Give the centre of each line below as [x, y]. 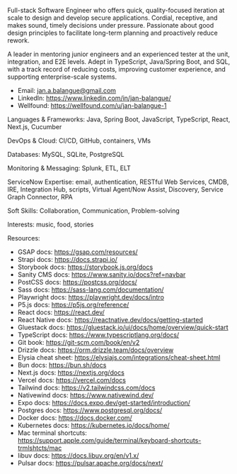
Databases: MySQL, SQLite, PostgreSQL [66, 154]
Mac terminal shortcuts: [52, 433]
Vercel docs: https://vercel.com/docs [71, 380]
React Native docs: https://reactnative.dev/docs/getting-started [110, 320]
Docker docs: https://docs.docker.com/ [75, 418]
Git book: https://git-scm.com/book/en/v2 [79, 342]
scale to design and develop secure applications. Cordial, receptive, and [112, 18]
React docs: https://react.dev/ [61, 312]
